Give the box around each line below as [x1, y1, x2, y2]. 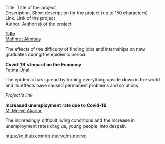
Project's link [5, 92, 33, 98]
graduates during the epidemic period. [5, 51, 87, 57]
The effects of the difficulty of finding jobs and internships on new [5, 46, 145, 52]
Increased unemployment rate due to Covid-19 [5, 102, 107, 108]
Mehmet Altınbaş [5, 36, 42, 42]
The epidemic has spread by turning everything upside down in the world [5, 77, 160, 83]
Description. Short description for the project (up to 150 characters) [5, 10, 148, 16]
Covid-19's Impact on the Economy [5, 61, 82, 67]
